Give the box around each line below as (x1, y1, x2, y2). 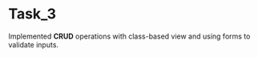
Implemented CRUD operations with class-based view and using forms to (8, 31, 251, 41)
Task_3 (8, 5, 56, 23)
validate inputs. (8, 39, 58, 49)
